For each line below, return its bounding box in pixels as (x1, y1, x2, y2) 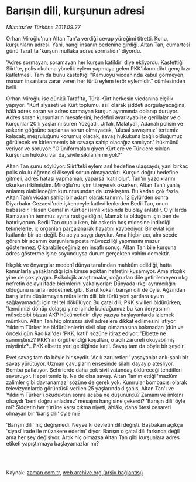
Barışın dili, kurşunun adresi (6, 4, 145, 18)
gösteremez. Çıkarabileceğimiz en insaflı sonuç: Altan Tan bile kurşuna (6, 244, 177, 251)
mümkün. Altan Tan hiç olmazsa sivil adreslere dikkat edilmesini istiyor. (6, 317, 177, 324)
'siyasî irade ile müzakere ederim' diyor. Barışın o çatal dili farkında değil (6, 427, 180, 434)
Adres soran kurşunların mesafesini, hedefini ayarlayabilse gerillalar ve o (6, 113, 181, 121)
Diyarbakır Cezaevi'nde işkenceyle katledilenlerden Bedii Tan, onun (6, 200, 169, 207)
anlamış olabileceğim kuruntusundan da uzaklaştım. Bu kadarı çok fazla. (6, 187, 180, 194)
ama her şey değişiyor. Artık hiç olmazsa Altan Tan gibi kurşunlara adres (6, 433, 180, 441)
